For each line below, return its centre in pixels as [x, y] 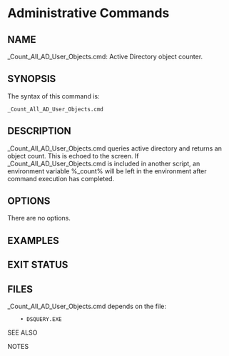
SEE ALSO [22, 332]
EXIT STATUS [38, 265]
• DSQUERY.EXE [41, 320]
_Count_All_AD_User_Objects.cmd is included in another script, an [104, 163]
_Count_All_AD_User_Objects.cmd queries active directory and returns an [115, 148]
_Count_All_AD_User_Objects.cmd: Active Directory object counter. [105, 56]
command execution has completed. [61, 178]
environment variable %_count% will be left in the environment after [107, 171]
